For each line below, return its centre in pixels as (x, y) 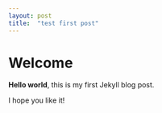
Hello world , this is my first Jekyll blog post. (81, 85)
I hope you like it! (37, 100)
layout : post (30, 16)
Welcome (41, 63)
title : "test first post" (54, 23)
